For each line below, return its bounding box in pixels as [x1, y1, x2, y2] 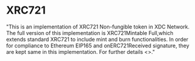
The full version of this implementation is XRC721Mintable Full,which [6, 29, 174, 36]
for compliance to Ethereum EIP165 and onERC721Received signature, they [6, 42, 190, 49]
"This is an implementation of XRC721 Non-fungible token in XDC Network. [6, 23, 190, 30]
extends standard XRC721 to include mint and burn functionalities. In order [6, 36, 188, 43]
